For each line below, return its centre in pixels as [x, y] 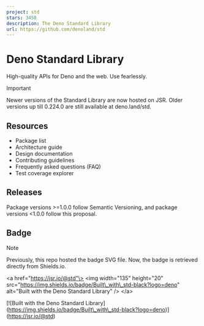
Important [19, 88]
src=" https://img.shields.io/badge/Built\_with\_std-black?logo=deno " [93, 284]
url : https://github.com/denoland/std [56, 29]
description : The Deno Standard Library [59, 23]
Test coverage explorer [44, 173]
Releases [24, 193]
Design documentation [44, 154]
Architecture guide [39, 147]
